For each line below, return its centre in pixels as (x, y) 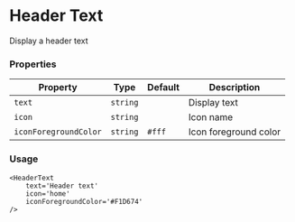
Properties (33, 64)
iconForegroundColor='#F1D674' (84, 201)
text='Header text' (62, 186)
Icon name (210, 117)
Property (58, 88)
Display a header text (49, 41)
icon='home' (48, 194)
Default (164, 88)
